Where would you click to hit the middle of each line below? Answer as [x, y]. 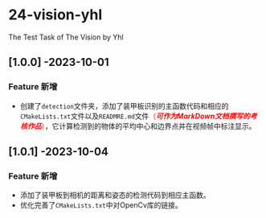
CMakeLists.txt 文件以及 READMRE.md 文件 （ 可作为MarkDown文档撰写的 [135, 116]
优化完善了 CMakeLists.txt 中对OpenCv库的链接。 [101, 205]
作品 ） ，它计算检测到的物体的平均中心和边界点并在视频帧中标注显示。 [141, 125]
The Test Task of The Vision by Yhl [66, 37]
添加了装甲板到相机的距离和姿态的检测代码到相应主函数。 [115, 195]
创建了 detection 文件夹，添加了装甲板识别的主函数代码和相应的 [124, 105]
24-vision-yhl [55, 15]
